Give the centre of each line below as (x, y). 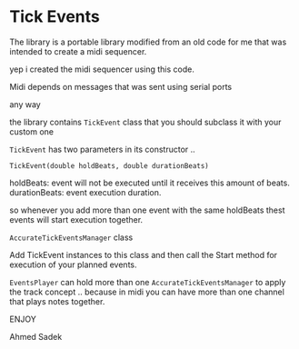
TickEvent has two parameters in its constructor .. (102, 149)
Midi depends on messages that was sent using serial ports (121, 86)
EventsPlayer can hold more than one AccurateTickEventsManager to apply (148, 282)
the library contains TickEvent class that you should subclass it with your (145, 122)
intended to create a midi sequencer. (78, 51)
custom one (32, 131)
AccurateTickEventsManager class (71, 237)
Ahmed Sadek (36, 336)
